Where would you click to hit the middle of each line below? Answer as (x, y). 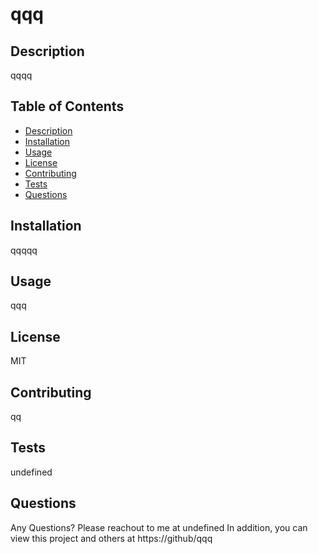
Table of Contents (67, 106)
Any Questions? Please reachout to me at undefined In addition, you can (159, 527)
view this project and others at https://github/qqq (111, 538)
